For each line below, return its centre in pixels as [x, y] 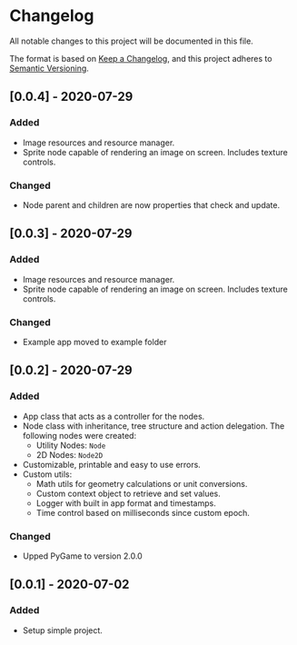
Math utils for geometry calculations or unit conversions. [142, 483]
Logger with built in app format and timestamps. [126, 503]
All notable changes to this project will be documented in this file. [132, 41]
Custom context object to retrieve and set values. [128, 493]
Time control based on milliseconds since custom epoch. [143, 512]
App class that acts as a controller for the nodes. [114, 416]
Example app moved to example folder [94, 342]
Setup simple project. [62, 630]
